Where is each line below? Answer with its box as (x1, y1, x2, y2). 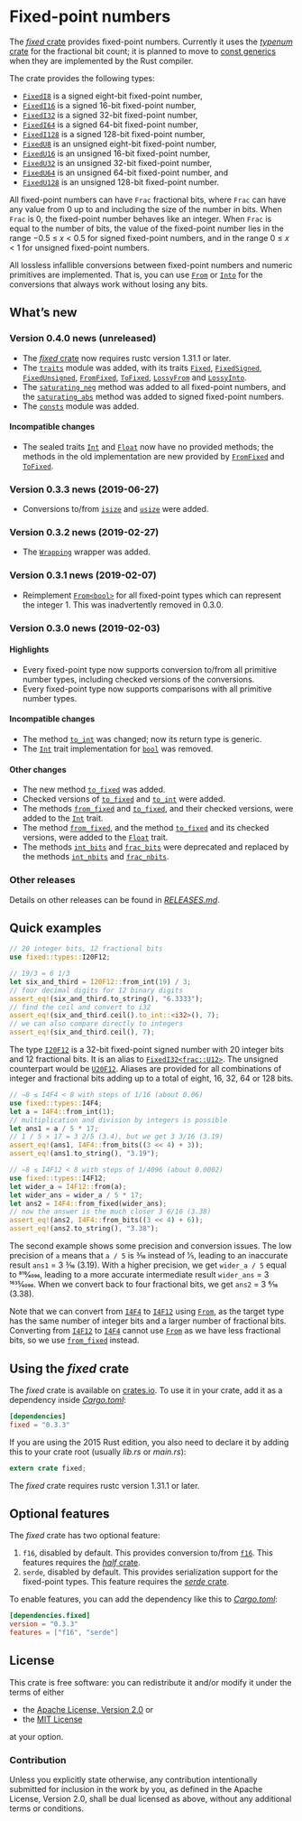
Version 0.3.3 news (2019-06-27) (9, 483, 160, 496)
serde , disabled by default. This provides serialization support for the (22, 1566, 279, 1577)
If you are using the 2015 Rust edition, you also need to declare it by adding (9, 1436, 289, 1447)
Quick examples (9, 920, 102, 935)
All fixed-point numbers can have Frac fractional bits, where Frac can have (9, 194, 287, 205)
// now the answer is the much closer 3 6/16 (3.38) (9, 1207, 212, 1216)
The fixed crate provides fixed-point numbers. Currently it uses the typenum (9, 36, 293, 47)
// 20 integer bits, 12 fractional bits (9, 944, 164, 953)
